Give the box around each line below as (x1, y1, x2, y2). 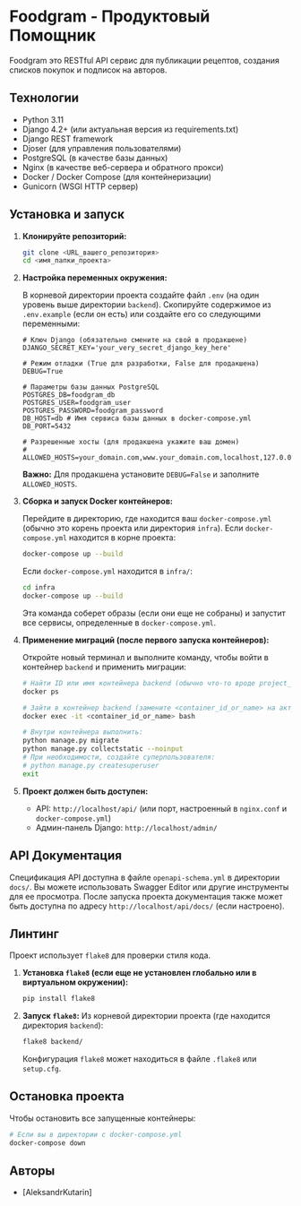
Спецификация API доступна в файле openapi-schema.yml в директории (9, 872, 280, 883)
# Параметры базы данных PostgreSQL (21, 383, 159, 392)
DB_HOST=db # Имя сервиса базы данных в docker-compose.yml (21, 414, 252, 423)
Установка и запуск (9, 207, 125, 222)
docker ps (21, 687, 60, 696)
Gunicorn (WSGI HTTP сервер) (21, 181, 139, 192)
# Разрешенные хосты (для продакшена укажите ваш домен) (21, 437, 240, 447)
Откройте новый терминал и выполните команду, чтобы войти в (21, 651, 269, 662)
